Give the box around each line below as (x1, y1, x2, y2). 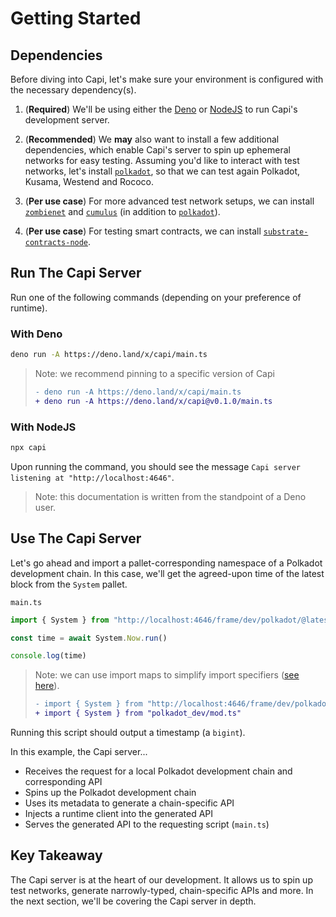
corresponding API (24, 776, 103, 788)
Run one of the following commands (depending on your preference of (10, 291, 302, 303)
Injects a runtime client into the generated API (24, 808, 214, 820)
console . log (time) (10, 651, 87, 661)
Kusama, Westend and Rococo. (24, 176, 155, 187)
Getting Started (10, 7, 142, 30)
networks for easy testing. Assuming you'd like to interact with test (24, 155, 300, 166)
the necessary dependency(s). (10, 84, 137, 96)
